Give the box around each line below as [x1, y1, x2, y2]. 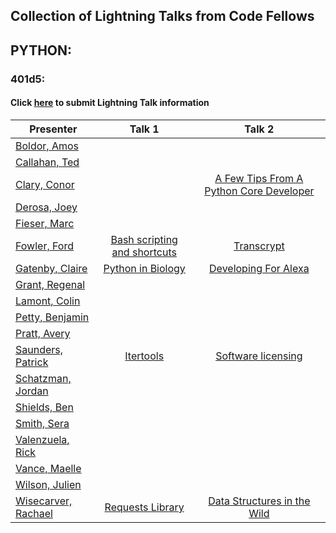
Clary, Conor [15, 177, 75, 191]
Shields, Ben [15, 400, 74, 414]
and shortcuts [111, 245, 177, 259]
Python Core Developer [204, 184, 315, 198]
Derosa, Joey [15, 200, 78, 214]
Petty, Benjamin [15, 310, 90, 324]
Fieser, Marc [15, 216, 75, 230]
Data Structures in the [208, 494, 311, 508]
